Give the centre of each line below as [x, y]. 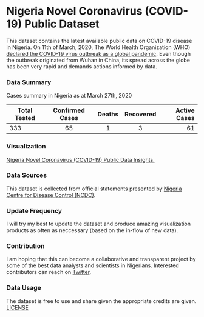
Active [185, 110]
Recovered [140, 115]
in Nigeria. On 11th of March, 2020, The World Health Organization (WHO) [98, 47]
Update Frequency [34, 210]
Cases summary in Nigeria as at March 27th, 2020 [69, 96]
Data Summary [29, 82]
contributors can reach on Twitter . [49, 272]
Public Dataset [62, 24]
